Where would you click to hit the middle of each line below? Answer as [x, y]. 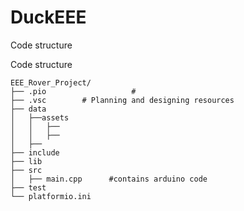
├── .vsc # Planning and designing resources [122, 100]
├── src [26, 170]
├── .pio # [73, 91]
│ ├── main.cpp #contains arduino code [109, 179]
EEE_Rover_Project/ [51, 82]
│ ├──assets [40, 117]
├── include [35, 152]
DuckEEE [48, 17]
